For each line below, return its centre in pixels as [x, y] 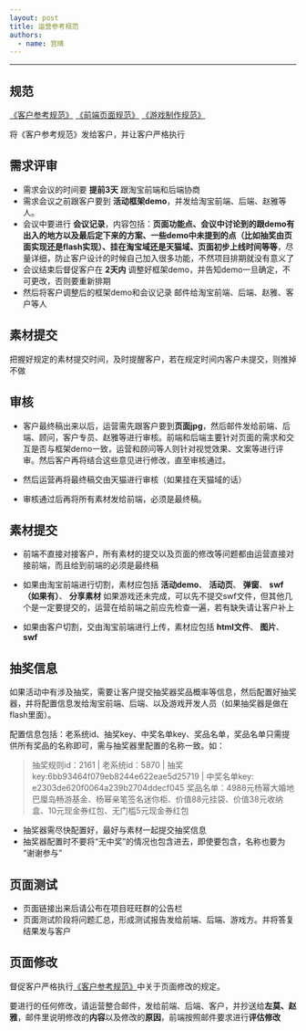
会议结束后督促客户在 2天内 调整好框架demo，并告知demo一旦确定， [153, 269]
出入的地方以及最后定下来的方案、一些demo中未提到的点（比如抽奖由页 [158, 235]
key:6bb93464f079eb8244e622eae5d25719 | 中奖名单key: [143, 776]
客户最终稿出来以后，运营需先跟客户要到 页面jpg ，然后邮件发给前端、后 [157, 426]
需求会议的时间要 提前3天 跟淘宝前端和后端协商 [111, 189]
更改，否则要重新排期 [71, 280]
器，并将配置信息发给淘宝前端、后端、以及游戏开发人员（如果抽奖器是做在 [149, 703]
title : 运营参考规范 [44, 26]
